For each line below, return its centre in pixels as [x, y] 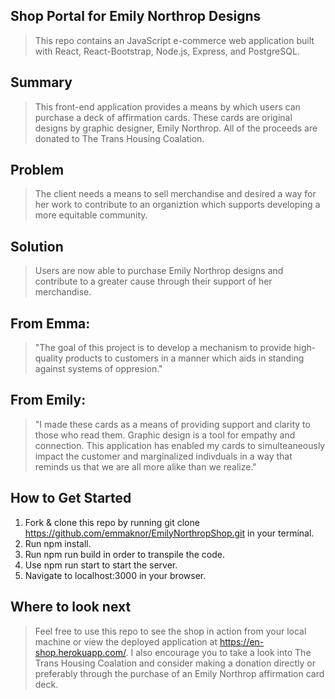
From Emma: [50, 323]
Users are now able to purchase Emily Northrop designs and [159, 271]
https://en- [242, 641]
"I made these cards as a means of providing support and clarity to [172, 424]
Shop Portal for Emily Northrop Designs [136, 16]
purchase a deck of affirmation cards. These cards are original [163, 117]
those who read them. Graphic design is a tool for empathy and [165, 435]
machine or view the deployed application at [126, 641]
